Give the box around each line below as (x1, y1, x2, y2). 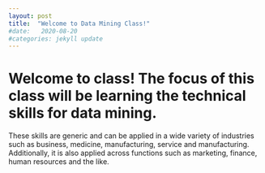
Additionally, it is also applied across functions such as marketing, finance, (8, 148, 258, 158)
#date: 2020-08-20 (8, 27, 79, 35)
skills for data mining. (8, 104, 157, 123)
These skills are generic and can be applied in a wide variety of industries (8, 131, 254, 141)
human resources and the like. (8, 157, 109, 167)
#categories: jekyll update (8, 34, 104, 43)
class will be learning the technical (8, 87, 246, 106)
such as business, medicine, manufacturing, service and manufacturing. (8, 140, 250, 149)
